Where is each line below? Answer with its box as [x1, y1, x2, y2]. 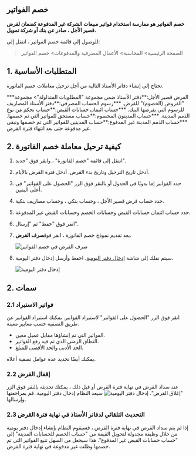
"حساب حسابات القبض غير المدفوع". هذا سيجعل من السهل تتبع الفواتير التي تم [6, 436, 178, 443]
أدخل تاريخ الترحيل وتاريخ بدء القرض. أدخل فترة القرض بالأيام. [15, 169, 150, 176]
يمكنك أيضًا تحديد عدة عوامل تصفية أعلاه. [6, 356, 96, 363]
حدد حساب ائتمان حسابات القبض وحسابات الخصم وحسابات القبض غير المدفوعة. [15, 209, 191, 216]
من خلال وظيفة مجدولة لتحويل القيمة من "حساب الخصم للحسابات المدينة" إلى [6, 430, 178, 437]
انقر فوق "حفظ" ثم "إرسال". [15, 220, 79, 227]
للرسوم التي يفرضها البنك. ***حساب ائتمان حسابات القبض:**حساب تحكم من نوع [6, 106, 184, 113]
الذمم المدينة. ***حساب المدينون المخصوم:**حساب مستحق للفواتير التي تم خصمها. [6, 112, 190, 119]
